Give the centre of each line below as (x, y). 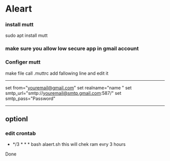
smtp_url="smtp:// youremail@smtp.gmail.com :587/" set (63, 93)
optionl (17, 119)
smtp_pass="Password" (30, 98)
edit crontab (21, 133)
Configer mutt (23, 62)
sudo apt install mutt (27, 35)
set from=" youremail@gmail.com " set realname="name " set (69, 88)
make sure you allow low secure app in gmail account (72, 48)
